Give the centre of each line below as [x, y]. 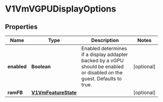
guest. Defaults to [102, 79]
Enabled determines [104, 48]
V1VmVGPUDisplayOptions [61, 9]
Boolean [41, 66]
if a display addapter [105, 54]
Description [105, 40]
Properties [21, 27]
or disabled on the [102, 73]
